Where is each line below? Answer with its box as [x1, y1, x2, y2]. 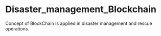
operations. [5, 25, 30, 31]
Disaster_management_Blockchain [5, 4, 157, 15]
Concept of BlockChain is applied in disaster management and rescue [5, 20, 152, 26]
